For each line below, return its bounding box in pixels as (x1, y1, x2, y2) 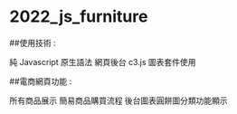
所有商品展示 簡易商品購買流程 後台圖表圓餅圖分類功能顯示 (9, 95, 228, 106)
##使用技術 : (9, 37, 56, 48)
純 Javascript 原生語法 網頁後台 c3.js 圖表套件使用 (9, 56, 196, 67)
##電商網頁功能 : (9, 75, 72, 87)
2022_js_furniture (9, 6, 148, 27)
